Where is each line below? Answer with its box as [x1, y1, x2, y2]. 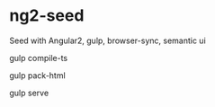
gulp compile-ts [9, 52, 68, 63]
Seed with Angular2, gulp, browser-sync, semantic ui [9, 35, 207, 46]
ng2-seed [9, 5, 85, 26]
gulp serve [9, 87, 49, 98]
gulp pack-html [9, 69, 66, 81]
